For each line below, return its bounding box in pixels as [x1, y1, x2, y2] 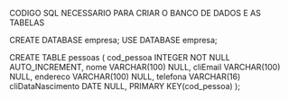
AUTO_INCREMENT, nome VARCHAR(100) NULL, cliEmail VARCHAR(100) [9, 62, 281, 72]
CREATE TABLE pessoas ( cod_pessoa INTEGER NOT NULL [9, 52, 230, 62]
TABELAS [9, 17, 45, 28]
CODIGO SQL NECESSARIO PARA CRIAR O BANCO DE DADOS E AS [9, 8, 262, 18]
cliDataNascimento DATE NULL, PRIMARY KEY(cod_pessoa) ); [9, 81, 241, 91]
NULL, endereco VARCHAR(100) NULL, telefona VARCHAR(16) [9, 71, 241, 82]
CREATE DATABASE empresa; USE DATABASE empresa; [9, 35, 219, 45]
